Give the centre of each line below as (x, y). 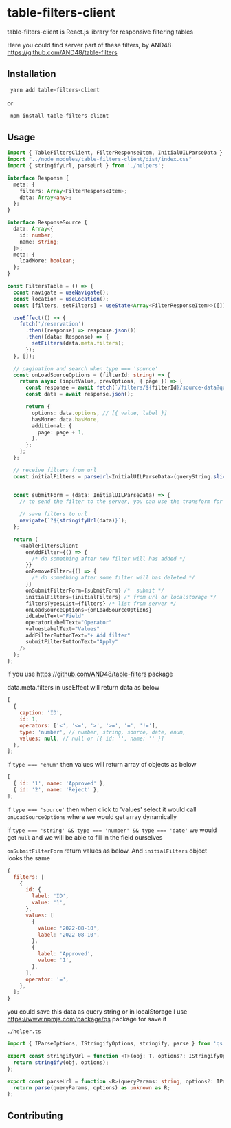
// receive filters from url (55, 470)
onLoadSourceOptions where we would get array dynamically (92, 816)
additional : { (52, 426)
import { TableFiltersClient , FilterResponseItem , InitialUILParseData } (115, 153)
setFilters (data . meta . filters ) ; (78, 343)
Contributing (35, 1115)
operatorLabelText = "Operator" (68, 623)
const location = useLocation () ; (61, 299)
